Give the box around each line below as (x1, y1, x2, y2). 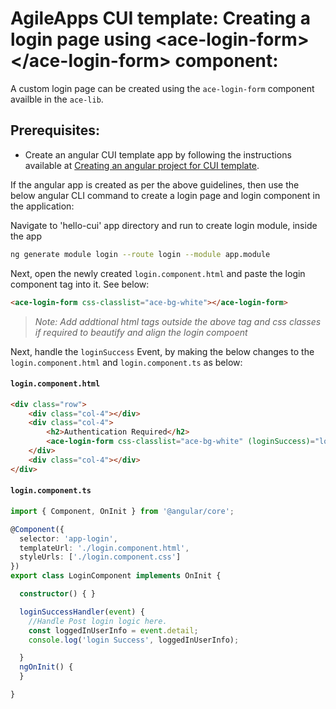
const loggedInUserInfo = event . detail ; (28, 625, 199, 636)
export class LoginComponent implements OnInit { (10, 571, 222, 581)
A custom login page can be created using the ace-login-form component (10, 82, 315, 94)
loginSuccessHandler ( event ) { (19, 607, 145, 617)
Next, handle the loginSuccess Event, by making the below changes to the (10, 345, 315, 357)
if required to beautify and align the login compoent (34, 326, 248, 338)
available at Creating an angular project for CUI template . (24, 159, 260, 171)
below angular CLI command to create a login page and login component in (10, 189, 321, 201)
